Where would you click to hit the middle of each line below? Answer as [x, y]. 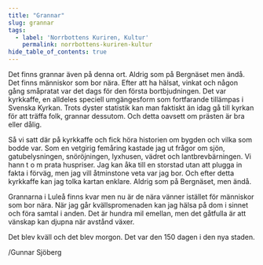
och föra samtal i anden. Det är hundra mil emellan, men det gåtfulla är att [127, 213]
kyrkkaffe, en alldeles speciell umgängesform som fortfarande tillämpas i [126, 99]
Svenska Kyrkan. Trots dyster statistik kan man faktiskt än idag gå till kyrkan [131, 108]
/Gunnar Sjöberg [35, 252]
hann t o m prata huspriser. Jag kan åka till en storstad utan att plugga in [125, 165]
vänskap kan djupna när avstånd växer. [71, 222]
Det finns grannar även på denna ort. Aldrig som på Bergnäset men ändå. [127, 74]
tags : [17, 30]
